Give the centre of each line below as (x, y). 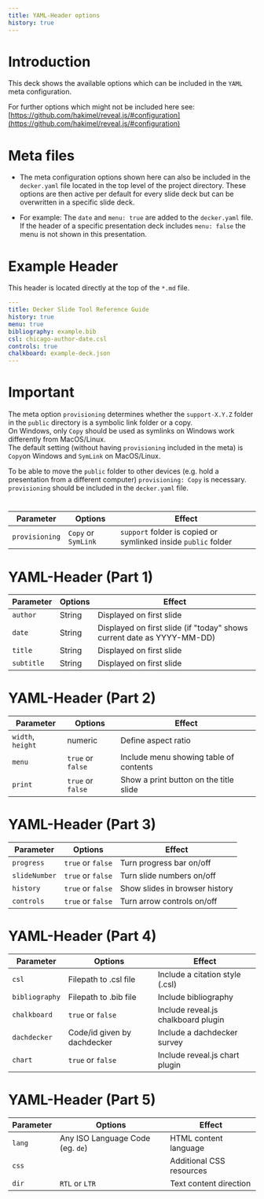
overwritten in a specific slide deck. (77, 202)
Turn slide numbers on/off (168, 876)
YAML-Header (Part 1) (81, 577)
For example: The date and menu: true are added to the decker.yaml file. (136, 218)
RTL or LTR (78, 1183)
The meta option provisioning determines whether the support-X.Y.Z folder (131, 415)
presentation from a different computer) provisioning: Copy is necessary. (127, 480)
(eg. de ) (73, 1148)
